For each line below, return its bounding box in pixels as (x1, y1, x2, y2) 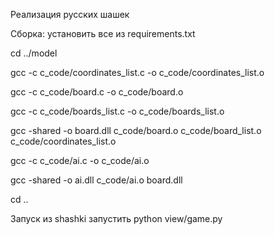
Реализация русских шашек (10, 9, 130, 20)
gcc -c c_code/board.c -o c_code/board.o (10, 86, 184, 98)
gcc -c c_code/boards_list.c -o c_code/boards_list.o (10, 105, 225, 117)
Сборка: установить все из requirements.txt (10, 28, 196, 39)
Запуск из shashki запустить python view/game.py (10, 213, 223, 224)
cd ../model (10, 47, 58, 59)
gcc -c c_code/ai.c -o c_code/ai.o (10, 155, 150, 166)
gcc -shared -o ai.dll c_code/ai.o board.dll (10, 174, 183, 186)
